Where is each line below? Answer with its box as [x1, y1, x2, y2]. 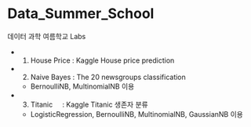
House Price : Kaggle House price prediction [30, 56, 175, 65]
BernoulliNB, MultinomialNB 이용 [30, 82, 135, 91]
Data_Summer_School [7, 5, 155, 23]
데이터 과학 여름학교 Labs [7, 31, 86, 41]
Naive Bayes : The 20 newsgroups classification [30, 72, 186, 82]
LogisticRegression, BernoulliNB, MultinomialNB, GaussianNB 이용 [30, 109, 244, 118]
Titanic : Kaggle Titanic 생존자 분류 [30, 100, 148, 109]
